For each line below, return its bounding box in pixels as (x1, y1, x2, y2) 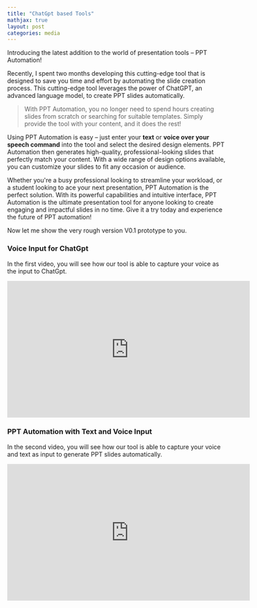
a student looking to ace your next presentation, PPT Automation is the (7, 183, 209, 192)
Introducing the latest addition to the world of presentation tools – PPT (7, 49, 208, 57)
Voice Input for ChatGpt (7, 244, 89, 253)
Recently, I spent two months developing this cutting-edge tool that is (7, 69, 206, 78)
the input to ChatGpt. (7, 267, 67, 275)
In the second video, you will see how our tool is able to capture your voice (7, 442, 221, 451)
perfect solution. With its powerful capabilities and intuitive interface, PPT (7, 191, 217, 199)
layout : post (7, 23, 45, 30)
